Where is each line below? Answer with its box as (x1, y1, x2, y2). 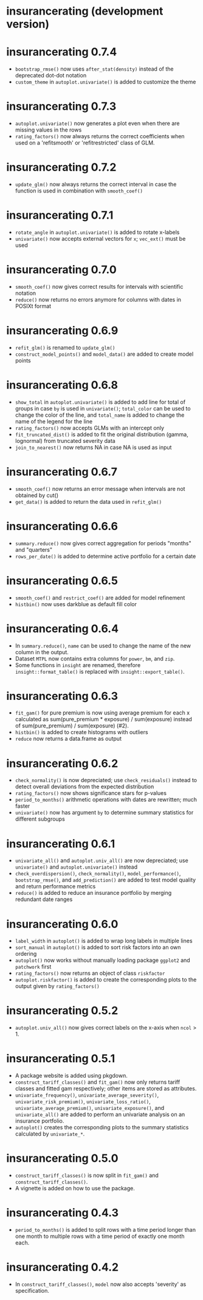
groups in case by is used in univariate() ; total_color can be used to (15, 404, 191, 412)
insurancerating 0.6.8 (6, 378, 119, 392)
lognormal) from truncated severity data (15, 437, 115, 444)
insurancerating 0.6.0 (6, 917, 119, 931)
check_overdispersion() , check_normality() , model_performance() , (15, 870, 181, 877)
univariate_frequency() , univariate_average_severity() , (15, 1092, 159, 1099)
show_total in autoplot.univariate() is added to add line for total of (15, 398, 186, 406)
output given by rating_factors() (15, 983, 100, 990)
